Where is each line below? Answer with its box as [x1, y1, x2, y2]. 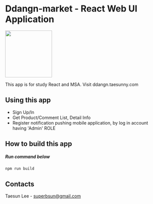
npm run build [5, 166, 35, 171]
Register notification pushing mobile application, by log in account [12, 119, 149, 125]
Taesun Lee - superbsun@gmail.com [5, 193, 81, 199]
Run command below [5, 153, 50, 159]
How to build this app [5, 139, 72, 148]
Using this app [5, 96, 51, 104]
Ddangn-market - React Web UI [5, 3, 138, 14]
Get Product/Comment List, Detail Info [12, 114, 91, 120]
